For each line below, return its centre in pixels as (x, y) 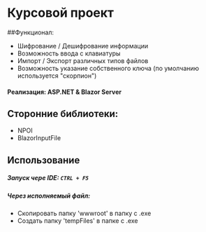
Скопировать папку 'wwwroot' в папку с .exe (84, 213)
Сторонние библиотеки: (63, 114)
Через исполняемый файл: (49, 196)
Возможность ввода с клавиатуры (69, 53)
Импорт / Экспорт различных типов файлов (83, 60)
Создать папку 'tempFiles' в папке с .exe (78, 221)
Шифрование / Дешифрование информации (83, 46)
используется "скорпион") (57, 76)
